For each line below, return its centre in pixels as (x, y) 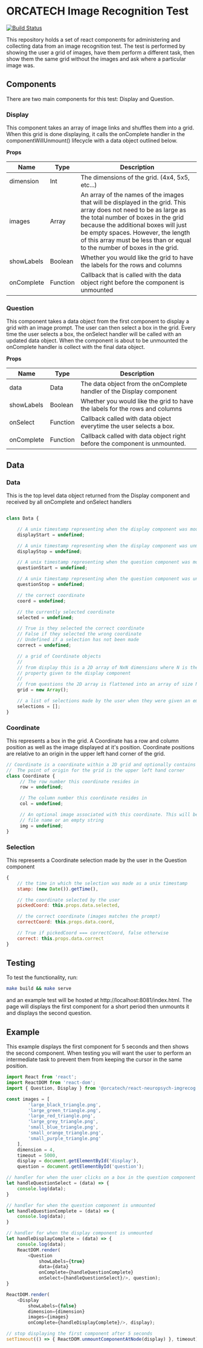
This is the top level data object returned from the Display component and (98, 496)
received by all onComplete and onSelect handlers (69, 502)
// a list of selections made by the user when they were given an (104, 701)
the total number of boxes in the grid (132, 218)
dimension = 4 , (36, 1150)
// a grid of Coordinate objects (59, 656)
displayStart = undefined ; (51, 535)
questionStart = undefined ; (52, 568)
